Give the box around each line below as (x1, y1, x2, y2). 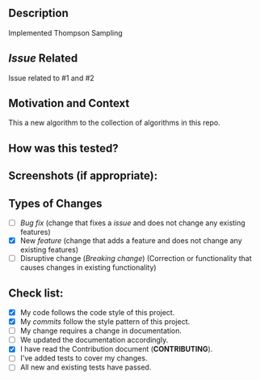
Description (8, 6, 69, 20)
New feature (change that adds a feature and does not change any (19, 236, 242, 246)
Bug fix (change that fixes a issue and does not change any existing (19, 218, 246, 228)
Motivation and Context (8, 96, 130, 110)
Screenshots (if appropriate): (8, 169, 158, 183)
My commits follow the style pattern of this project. (19, 317, 191, 327)
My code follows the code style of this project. (19, 308, 175, 318)
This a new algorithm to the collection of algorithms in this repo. (8, 117, 220, 128)
